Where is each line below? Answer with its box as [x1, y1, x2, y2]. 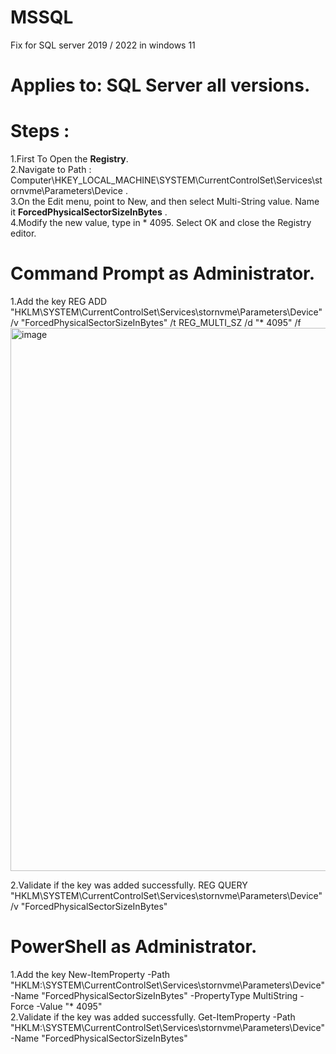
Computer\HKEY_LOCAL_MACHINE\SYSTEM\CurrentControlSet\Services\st [10, 174, 323, 186]
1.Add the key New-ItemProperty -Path [10, 968, 171, 980]
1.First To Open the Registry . [10, 153, 129, 165]
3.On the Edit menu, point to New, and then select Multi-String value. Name [10, 196, 320, 208]
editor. [10, 227, 37, 240]
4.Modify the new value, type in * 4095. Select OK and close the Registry [10, 217, 312, 229]
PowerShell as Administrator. [10, 936, 258, 958]
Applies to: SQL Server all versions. [10, 74, 311, 97]
